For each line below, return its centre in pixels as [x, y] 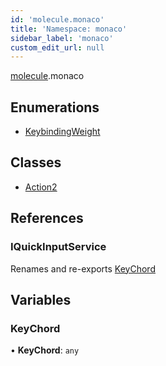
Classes [36, 162]
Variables [41, 299]
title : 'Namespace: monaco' [69, 29]
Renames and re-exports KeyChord [83, 268]
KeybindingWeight [62, 132]
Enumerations [55, 107]
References [47, 218]
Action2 [41, 187]
